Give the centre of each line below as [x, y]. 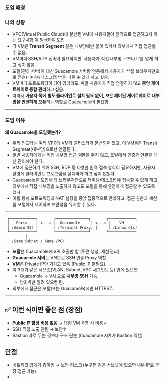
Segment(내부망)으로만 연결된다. [44, 149]
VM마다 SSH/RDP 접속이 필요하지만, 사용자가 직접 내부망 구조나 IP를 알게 [82, 59]
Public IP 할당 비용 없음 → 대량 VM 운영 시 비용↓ [59, 323]
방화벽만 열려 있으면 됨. [42, 282]
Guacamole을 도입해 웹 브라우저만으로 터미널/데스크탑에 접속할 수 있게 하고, [85, 180]
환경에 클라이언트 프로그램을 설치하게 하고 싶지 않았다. [64, 173]
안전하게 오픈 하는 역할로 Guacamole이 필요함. [66, 102]
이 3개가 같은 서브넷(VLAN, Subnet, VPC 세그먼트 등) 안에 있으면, [75, 269]
